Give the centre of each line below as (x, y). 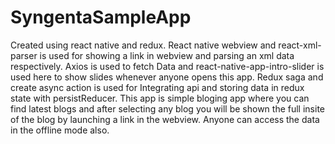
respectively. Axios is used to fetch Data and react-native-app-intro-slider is (167, 66)
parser (24, 55)
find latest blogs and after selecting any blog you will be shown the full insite (167, 108)
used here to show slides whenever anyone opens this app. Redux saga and (167, 77)
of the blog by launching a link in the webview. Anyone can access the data (165, 119)
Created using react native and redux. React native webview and (143, 45)
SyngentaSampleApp (101, 17)
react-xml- (300, 45)
